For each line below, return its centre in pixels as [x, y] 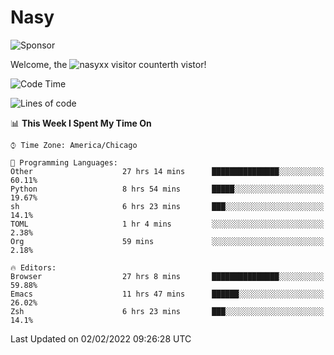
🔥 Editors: [33, 267]
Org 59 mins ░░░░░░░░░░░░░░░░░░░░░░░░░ [167, 241]
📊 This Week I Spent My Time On [81, 123]
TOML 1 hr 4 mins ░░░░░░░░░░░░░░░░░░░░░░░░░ [167, 224]
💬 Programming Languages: [64, 162]
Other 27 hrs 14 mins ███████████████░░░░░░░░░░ [167, 171]
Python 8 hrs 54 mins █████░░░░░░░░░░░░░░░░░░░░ [167, 189]
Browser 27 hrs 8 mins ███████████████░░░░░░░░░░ [167, 276]
